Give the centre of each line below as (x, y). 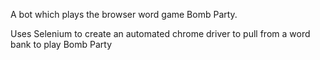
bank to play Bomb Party (61, 44)
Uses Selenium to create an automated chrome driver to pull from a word (160, 33)
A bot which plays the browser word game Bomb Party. (124, 14)
